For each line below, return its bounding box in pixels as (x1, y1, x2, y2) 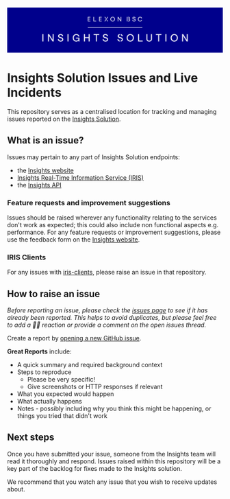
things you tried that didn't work (16, 411, 108, 419)
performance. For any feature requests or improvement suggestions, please (7, 228, 221, 236)
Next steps (7, 432, 55, 443)
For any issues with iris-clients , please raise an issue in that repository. (7, 268, 207, 277)
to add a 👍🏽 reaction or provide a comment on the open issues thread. (7, 321, 207, 329)
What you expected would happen (16, 389, 114, 398)
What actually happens (16, 397, 82, 405)
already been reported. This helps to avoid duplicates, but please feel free (7, 313, 217, 321)
